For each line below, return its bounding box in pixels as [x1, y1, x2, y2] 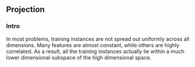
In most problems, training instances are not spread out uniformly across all [6, 35, 190, 43]
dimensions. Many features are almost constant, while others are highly [6, 41, 180, 48]
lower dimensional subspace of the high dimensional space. [6, 54, 152, 61]
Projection [6, 5, 45, 15]
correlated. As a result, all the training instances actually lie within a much [6, 48, 184, 55]
